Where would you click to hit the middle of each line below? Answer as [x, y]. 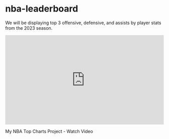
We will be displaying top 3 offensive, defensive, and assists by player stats [83, 23]
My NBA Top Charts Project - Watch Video [49, 131]
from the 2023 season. [29, 28]
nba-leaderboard [42, 9]
